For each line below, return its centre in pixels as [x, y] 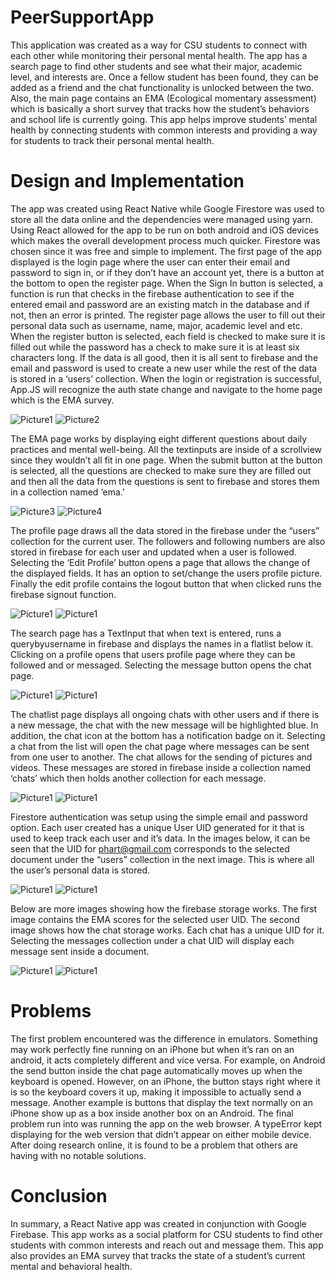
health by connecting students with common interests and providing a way [164, 130]
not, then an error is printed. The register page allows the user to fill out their [168, 315]
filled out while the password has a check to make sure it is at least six [155, 347]
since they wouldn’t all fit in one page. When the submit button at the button [166, 460]
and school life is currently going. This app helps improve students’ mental [164, 119]
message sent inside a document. [80, 951]
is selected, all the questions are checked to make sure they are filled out [161, 470]
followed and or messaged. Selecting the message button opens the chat [161, 665]
